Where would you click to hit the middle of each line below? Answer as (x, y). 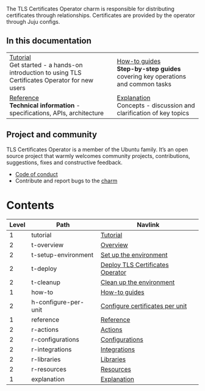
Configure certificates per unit (144, 306)
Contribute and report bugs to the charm (66, 181)
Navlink (148, 224)
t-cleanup (46, 282)
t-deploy (44, 268)
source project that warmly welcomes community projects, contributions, (98, 156)
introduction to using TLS (45, 73)
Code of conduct (36, 174)
